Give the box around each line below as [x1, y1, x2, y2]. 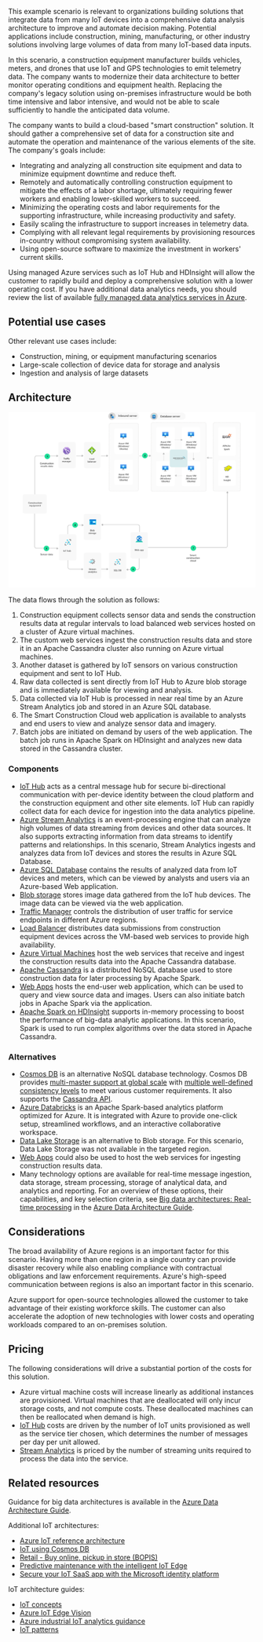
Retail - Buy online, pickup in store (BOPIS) [19, 1552, 159, 1562]
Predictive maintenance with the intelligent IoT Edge [19, 1561, 188, 1571]
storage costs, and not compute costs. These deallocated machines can [19, 1403, 254, 1413]
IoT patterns [19, 1625, 59, 1634]
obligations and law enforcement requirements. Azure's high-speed [8, 1271, 227, 1281]
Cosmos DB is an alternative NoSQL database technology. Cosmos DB [19, 1070, 248, 1079]
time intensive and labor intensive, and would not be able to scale [8, 97, 220, 106]
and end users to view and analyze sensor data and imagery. [19, 719, 217, 729]
